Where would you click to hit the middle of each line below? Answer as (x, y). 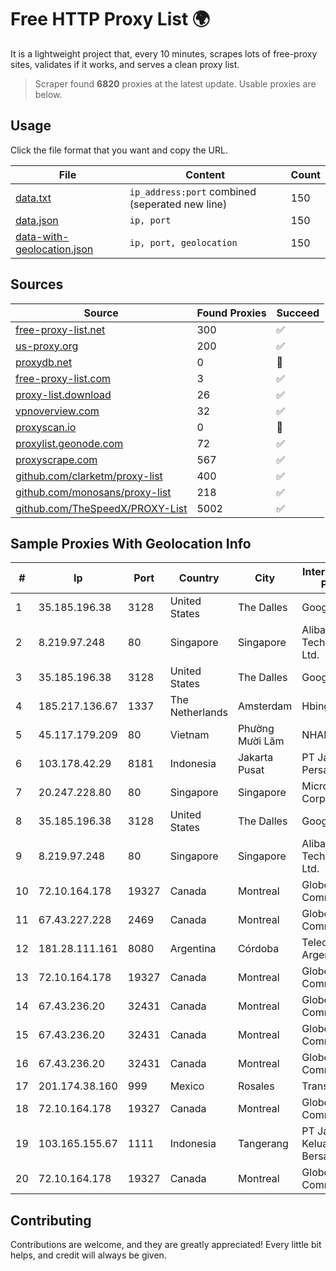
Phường (256, 729)
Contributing (51, 1220)
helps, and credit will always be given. (88, 1255)
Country (199, 578)
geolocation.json (54, 249)
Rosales (256, 1086)
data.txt (33, 198)
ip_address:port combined (193, 191)
